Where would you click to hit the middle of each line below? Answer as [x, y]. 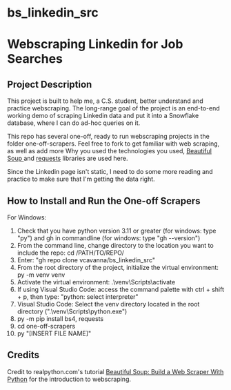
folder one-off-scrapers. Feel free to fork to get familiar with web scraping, [113, 144]
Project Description [50, 84]
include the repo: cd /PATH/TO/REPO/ [70, 253]
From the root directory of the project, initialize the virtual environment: [118, 267]
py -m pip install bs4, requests [60, 319]
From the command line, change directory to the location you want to [115, 245]
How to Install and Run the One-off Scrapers [104, 201]
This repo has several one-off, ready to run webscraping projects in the [109, 137]
